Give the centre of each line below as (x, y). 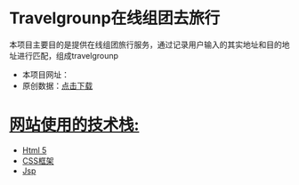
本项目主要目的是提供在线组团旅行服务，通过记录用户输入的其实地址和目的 (145, 44)
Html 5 (34, 150)
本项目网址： (45, 74)
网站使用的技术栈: (74, 125)
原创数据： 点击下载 (57, 85)
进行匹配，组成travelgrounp (67, 55)
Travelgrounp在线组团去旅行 (115, 18)
